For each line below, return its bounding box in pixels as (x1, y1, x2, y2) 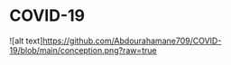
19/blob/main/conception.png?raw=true (9, 44, 158, 55)
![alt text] (9, 35, 43, 46)
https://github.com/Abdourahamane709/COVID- (42, 35, 222, 46)
